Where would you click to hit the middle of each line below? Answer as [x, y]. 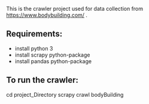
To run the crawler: [42, 80]
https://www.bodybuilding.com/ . [47, 15]
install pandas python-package [53, 61]
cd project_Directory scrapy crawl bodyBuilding [65, 94]
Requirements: [34, 34]
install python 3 [34, 48]
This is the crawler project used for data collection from [75, 9]
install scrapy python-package [52, 55]
